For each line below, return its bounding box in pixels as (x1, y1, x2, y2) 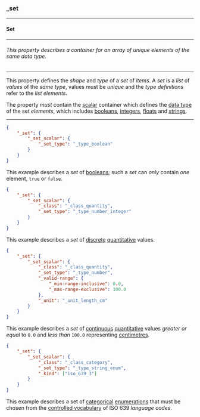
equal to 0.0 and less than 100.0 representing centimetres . (6, 331, 150, 338)
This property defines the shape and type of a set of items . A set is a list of (6, 76, 190, 84)
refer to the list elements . (6, 89, 67, 97)
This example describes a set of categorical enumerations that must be (6, 398, 181, 405)
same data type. (6, 52, 46, 60)
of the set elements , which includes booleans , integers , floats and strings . (6, 107, 187, 115)
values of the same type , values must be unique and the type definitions (6, 83, 184, 90)
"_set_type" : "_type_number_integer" (37, 209, 132, 215)
